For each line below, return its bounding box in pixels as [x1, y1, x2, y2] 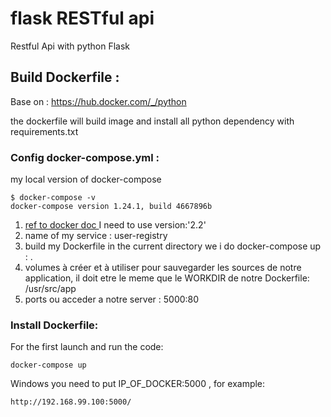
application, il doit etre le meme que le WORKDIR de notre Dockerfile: [24, 272, 310, 284]
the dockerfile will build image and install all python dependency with [10, 115, 295, 127]
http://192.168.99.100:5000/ [10, 397, 132, 407]
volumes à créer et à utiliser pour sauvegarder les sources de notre [24, 262, 302, 274]
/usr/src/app [24, 283, 77, 295]
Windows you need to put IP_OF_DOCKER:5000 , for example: [10, 378, 266, 390]
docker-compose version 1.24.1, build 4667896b [10, 202, 213, 212]
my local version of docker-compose [10, 173, 162, 186]
